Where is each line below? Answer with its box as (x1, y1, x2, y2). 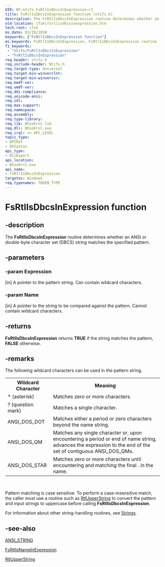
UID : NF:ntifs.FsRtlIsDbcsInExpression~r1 (5, 7, 93, 12)
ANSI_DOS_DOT (7, 418, 45, 425)
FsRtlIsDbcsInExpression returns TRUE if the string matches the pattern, (5, 335, 153, 341)
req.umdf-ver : (5, 84, 34, 90)
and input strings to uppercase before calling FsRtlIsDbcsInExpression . (5, 501, 151, 507)
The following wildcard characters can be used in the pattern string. (5, 367, 142, 373)
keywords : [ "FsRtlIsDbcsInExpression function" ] (5, 35, 107, 40)
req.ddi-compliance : (5, 89, 48, 94)
